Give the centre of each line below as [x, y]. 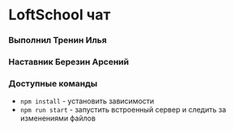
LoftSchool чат [60, 15]
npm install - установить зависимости [87, 101]
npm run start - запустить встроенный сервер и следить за [123, 110]
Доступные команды [53, 83]
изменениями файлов [57, 118]
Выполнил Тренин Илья [57, 40]
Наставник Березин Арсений [69, 62]
